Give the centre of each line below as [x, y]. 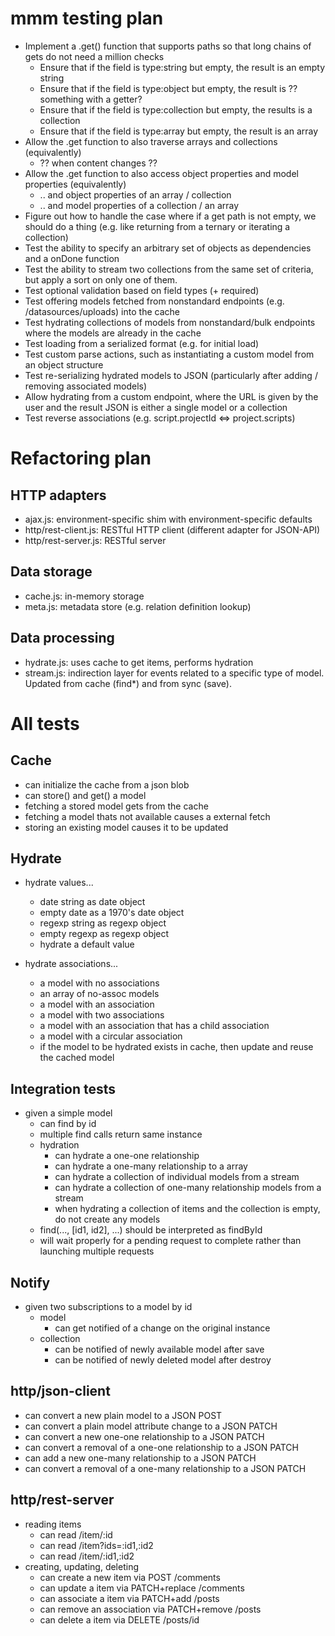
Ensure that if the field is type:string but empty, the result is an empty [182, 67]
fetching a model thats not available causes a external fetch [147, 816]
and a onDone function [72, 258]
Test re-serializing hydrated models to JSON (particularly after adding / [171, 375]
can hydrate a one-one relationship [127, 1156]
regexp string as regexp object [103, 923]
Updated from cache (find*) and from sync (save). [128, 683]
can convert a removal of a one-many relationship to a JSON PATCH [165, 1468]
